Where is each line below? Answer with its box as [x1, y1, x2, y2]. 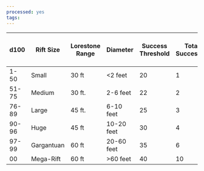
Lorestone [70, 41, 101, 50]
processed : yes [6, 9, 45, 15]
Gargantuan [31, 141, 65, 149]
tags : [6, 15, 20, 21]
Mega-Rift [31, 155, 61, 163]
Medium [31, 88, 55, 97]
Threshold [139, 49, 170, 58]
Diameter [106, 45, 134, 54]
